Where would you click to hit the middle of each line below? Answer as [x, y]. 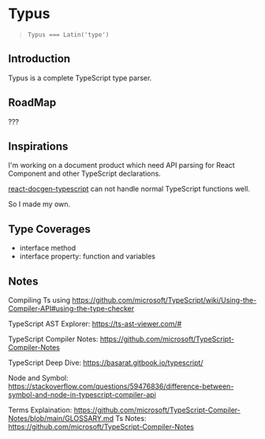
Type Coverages [49, 229]
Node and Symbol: [38, 378]
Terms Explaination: [40, 410]
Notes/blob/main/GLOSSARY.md [61, 418]
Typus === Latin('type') [68, 35]
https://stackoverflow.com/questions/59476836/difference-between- [121, 386]
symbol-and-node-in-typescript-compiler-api [82, 394]
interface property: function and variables [88, 256]
